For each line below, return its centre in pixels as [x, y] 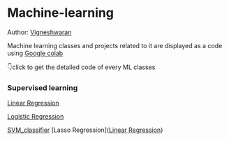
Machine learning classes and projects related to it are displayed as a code [115, 45]
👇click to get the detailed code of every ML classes [81, 67]
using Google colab [35, 53]
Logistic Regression [36, 117]
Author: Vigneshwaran [39, 32]
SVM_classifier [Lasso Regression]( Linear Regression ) [85, 130]
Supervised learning [43, 87]
